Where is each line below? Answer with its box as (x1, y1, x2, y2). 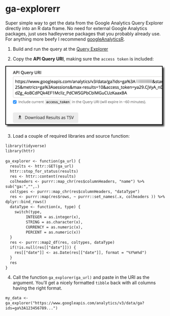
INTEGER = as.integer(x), (25, 214, 81, 220)
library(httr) (5, 148, 36, 154)
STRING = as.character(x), (25, 219, 83, 225)
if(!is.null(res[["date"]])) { (10, 245, 76, 250)
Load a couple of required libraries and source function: (12, 133, 130, 139)
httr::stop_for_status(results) (10, 169, 79, 174)
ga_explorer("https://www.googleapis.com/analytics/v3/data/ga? (5, 301, 145, 306)
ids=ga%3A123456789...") (5, 306, 58, 311)
